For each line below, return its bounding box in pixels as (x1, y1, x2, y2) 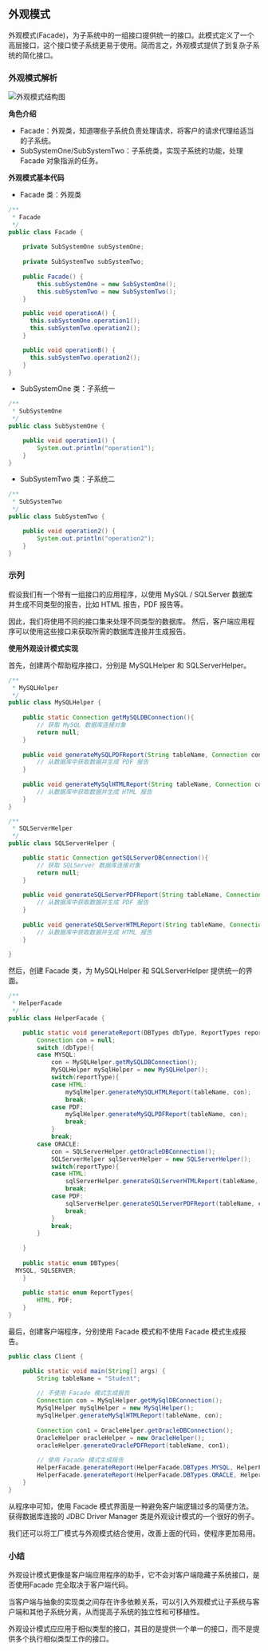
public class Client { (8, 1352, 84, 1361)
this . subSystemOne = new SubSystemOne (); (37, 280, 177, 288)
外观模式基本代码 (8, 173, 65, 182)
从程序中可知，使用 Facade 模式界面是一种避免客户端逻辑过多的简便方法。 (8, 1501, 254, 1511)
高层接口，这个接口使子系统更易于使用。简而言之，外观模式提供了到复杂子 (8, 40, 253, 50)
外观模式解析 (8, 72, 58, 83)
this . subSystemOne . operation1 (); (29, 317, 141, 325)
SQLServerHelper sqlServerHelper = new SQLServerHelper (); (50, 1155, 251, 1163)
